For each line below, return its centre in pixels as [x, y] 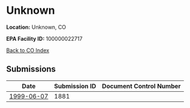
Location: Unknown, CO [36, 27]
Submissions [31, 69]
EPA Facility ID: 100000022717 [44, 38]
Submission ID [75, 86]
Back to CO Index [28, 50]
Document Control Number [141, 86]
